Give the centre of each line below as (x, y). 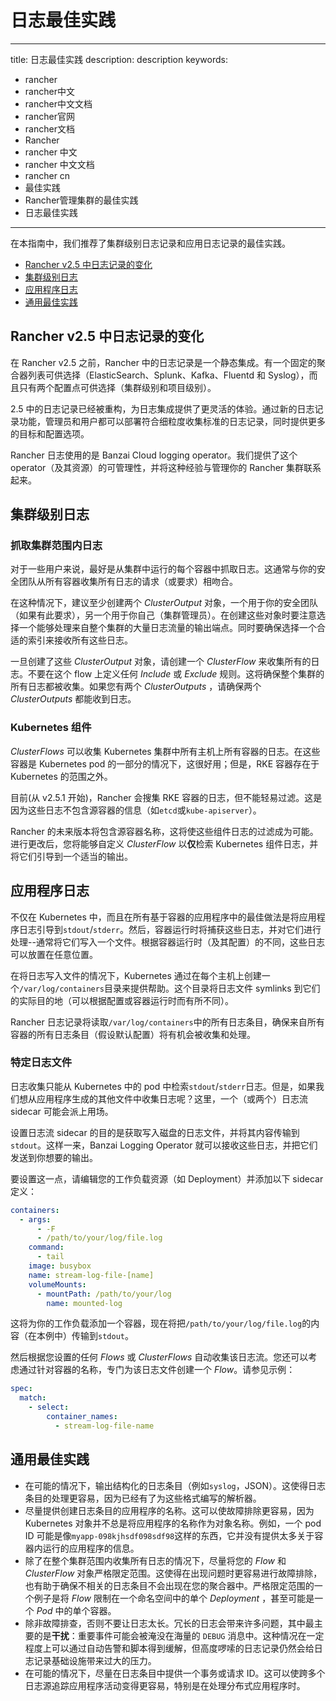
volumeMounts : (57, 1284)
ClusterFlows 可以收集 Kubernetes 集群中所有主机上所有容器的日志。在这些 (165, 751)
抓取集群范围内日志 (56, 546)
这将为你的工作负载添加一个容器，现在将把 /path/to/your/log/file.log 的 (161, 1323)
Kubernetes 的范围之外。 (61, 776)
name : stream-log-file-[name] (91, 1275)
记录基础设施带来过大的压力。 (95, 1660)
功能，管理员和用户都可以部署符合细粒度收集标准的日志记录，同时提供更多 (172, 421)
